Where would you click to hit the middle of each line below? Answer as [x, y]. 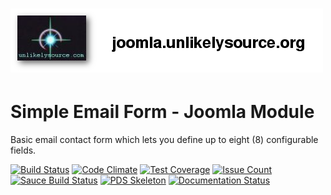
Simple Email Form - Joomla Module [162, 112]
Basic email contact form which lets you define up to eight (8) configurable [164, 140]
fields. [23, 150]
